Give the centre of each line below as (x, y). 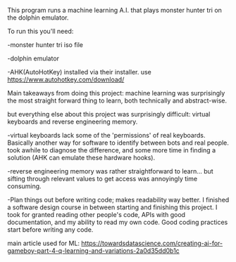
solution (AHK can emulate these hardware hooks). (81, 158)
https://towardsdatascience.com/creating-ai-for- (152, 243)
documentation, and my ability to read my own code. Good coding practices (118, 222)
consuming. (24, 186)
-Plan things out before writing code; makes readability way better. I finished (118, 200)
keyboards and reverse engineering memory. (73, 122)
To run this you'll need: (41, 31)
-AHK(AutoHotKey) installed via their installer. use (79, 72)
